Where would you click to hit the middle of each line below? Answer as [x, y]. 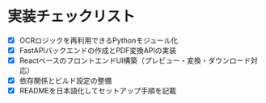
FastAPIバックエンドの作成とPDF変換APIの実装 [98, 50]
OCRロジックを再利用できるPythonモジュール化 [99, 40]
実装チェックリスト [72, 16]
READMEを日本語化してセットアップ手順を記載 [98, 91]
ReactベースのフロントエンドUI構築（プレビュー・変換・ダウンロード [135, 60]
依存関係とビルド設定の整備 [65, 80]
